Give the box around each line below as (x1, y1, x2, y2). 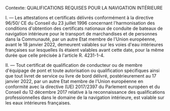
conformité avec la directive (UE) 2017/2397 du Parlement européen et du (5, 84, 160, 90)
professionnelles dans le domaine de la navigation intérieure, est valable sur (5, 94, 164, 100)
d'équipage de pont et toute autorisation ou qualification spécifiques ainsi (5, 67, 160, 73)
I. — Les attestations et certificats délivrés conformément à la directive (5, 15, 154, 20)
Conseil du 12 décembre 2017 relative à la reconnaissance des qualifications (5, 89, 165, 95)
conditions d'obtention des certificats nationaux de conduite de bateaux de (5, 25, 163, 31)
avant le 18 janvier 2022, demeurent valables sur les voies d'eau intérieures (5, 42, 163, 48)
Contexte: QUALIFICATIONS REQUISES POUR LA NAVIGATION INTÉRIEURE (5, 5, 163, 11)
